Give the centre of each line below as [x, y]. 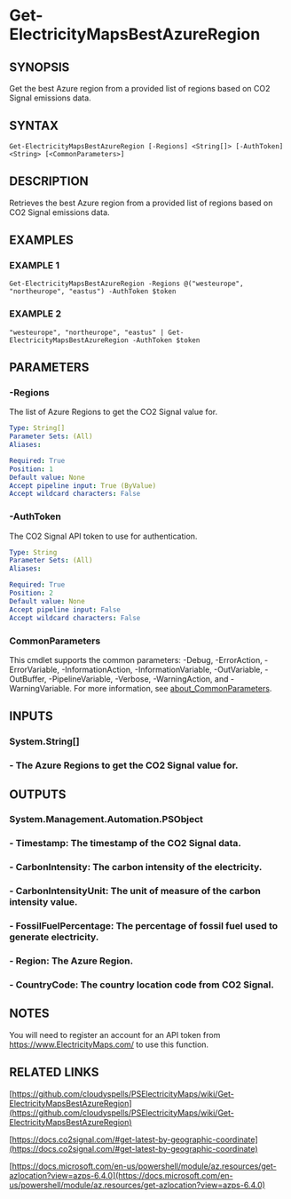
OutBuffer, [28, 679]
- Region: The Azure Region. [71, 961]
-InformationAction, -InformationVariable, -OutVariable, [162, 669]
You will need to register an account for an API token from [115, 1035]
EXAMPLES [41, 240]
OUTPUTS [38, 794]
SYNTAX [34, 126]
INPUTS [31, 716]
